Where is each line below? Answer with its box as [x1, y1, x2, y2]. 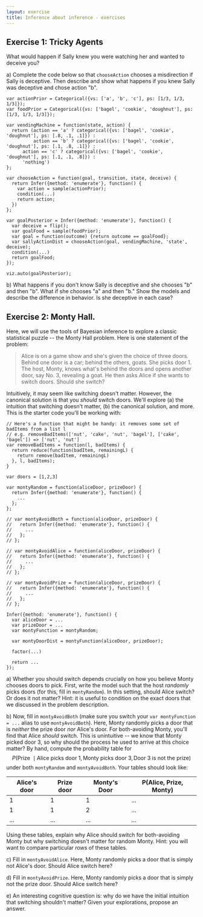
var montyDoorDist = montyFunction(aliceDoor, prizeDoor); [11, 638, 164, 644]
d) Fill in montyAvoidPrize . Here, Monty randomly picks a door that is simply [6, 874, 193, 881]
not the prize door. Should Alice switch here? [6, 881, 118, 888]
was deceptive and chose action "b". [6, 84, 98, 91]
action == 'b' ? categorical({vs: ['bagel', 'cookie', [33, 138, 174, 144]
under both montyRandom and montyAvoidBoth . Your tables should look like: [6, 764, 188, 771]
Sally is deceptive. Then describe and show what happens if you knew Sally [6, 78, 195, 85]
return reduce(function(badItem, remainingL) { [11, 448, 134, 454]
